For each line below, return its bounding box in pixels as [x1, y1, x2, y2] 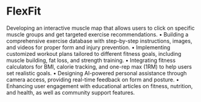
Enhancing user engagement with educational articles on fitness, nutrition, [6, 82, 193, 89]
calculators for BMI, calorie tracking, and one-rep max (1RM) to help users [6, 63, 192, 70]
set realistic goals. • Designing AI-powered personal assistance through [6, 69, 187, 76]
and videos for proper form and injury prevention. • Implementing [6, 44, 171, 51]
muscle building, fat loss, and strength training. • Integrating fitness [6, 56, 176, 64]
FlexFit [6, 4, 41, 18]
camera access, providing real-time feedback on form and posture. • [6, 76, 180, 83]
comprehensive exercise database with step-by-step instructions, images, [6, 37, 192, 44]
